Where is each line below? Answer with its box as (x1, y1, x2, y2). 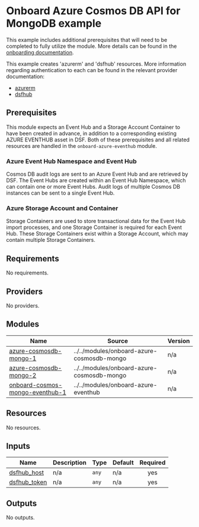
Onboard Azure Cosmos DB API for (6, 4, 181, 18)
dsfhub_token (9, 478, 47, 486)
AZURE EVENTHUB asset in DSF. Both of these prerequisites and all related (6, 136, 190, 143)
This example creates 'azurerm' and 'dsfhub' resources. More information (6, 60, 187, 67)
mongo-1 (9, 354, 37, 362)
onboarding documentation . (6, 49, 74, 56)
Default (112, 458, 134, 467)
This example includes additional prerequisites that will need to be (6, 36, 168, 43)
